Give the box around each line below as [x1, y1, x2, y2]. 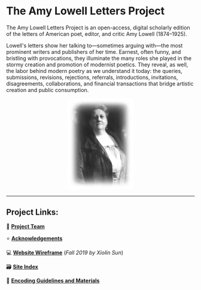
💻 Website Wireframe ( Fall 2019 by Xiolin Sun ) [6, 249, 124, 257]
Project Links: [6, 207, 59, 217]
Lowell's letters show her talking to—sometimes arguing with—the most [6, 42, 183, 49]
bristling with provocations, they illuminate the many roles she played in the [6, 54, 192, 62]
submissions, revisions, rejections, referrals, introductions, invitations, [6, 74, 178, 81]
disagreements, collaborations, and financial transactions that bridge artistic [6, 80, 194, 87]
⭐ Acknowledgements [6, 235, 63, 242]
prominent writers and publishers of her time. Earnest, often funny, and [6, 48, 181, 55]
